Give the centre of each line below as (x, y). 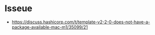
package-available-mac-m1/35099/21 (50, 27)
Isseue (19, 9)
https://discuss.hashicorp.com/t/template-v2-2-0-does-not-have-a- (81, 22)
